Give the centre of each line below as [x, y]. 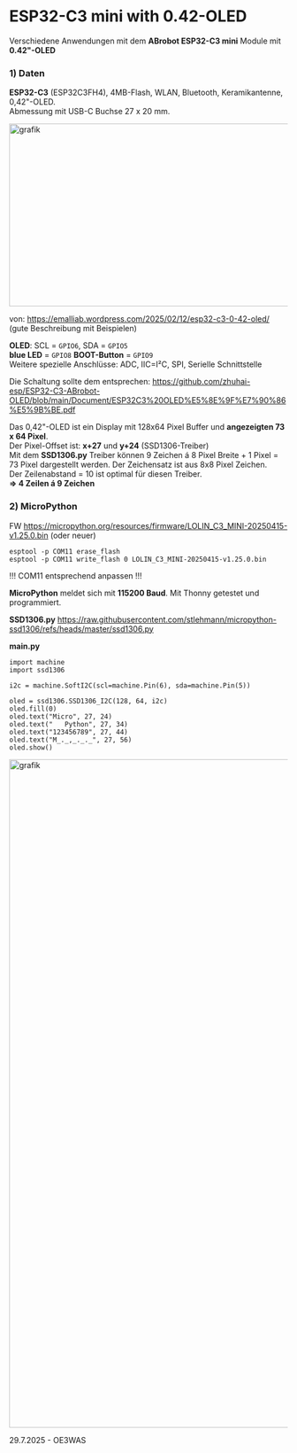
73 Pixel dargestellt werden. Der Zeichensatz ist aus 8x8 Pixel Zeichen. [138, 465]
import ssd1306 [37, 670]
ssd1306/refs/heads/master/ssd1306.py [82, 629]
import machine [37, 662]
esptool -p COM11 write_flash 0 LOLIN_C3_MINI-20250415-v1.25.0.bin [138, 559]
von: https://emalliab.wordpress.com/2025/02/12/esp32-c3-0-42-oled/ [139, 319]
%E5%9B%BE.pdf [42, 410]
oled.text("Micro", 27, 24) [61, 716]
